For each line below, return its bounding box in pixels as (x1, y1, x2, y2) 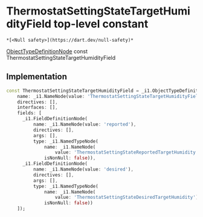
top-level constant (53, 17, 149, 31)
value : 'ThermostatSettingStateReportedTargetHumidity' (54, 149, 199, 155)
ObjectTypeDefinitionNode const (6, 47, 88, 55)
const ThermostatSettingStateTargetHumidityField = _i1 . (6, 88, 153, 94)
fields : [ (17, 110, 42, 116)
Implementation (6, 71, 68, 82)
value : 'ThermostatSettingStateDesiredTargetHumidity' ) (54, 195, 199, 201)
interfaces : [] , (17, 105, 59, 111)
